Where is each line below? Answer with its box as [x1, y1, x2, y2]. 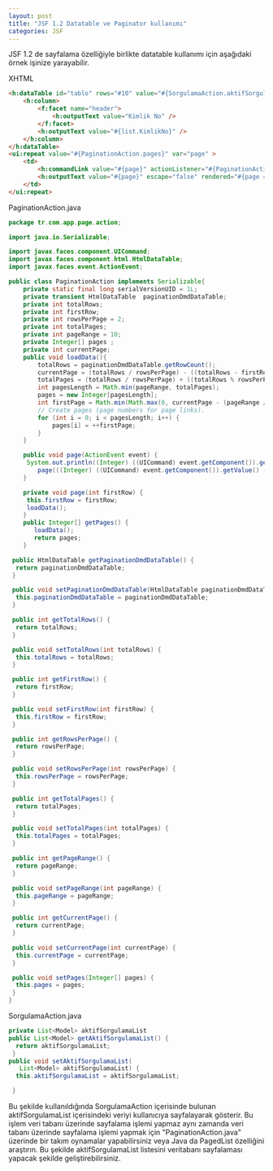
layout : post [8, 11, 53, 20]
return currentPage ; [15, 921, 85, 930]
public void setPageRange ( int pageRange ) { [11, 884, 162, 892]
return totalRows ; [15, 623, 79, 631]
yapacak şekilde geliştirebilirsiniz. [8, 1153, 121, 1163]
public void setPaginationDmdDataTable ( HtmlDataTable [11, 586, 198, 594]
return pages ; [33, 534, 82, 542]
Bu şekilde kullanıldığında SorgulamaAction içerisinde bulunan [8, 1102, 217, 1111]
